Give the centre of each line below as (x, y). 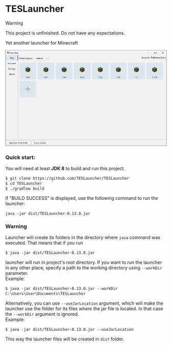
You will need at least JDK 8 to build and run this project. (65, 168)
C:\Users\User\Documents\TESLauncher (46, 294)
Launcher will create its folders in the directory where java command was (83, 238)
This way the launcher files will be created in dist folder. (65, 339)
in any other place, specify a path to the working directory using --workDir (84, 268)
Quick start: (20, 157)
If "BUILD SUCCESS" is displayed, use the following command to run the (82, 198)
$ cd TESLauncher (24, 183)
